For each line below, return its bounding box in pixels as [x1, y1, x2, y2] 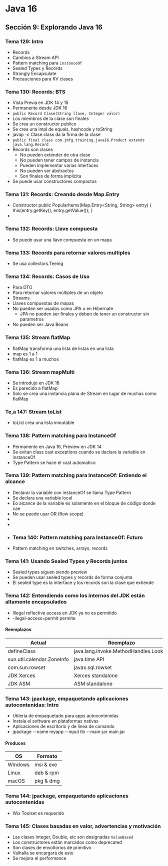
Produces [5, 740, 26, 746]
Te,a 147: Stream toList [5, 408, 62, 415]
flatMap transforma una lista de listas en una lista [12, 345, 114, 351]
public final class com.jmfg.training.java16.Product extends [12, 138, 145, 143]
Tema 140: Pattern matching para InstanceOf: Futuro [12, 533, 143, 540]
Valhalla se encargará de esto [12, 850, 74, 856]
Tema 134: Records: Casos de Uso [5, 273, 90, 280]
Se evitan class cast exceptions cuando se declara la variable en [12, 448, 146, 455]
